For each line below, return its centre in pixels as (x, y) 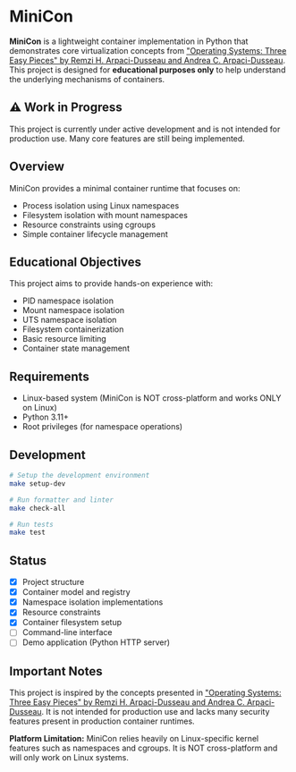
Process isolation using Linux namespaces (101, 205)
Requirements (49, 376)
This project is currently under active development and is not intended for (145, 129)
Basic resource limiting (64, 339)
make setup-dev (38, 484)
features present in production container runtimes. (102, 721)
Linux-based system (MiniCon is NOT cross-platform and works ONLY (152, 398)
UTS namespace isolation (69, 320)
